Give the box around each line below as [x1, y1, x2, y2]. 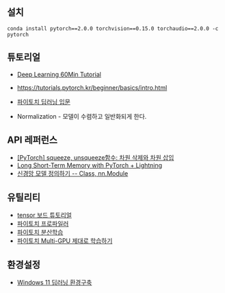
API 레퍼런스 [7, 134, 58, 146]
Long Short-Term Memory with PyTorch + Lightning [16, 161, 163, 169]
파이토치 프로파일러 [16, 220, 69, 228]
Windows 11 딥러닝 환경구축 [16, 279, 92, 287]
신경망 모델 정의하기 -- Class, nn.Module [16, 169, 129, 178]
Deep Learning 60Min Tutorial [16, 70, 101, 78]
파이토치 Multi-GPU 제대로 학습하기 [16, 237, 113, 245]
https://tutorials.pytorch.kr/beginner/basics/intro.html [16, 83, 168, 91]
